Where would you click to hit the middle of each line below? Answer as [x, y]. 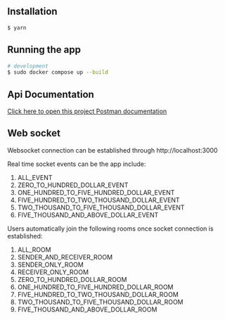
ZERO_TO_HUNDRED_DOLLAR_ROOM [72, 279]
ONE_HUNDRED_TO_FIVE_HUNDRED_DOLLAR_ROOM [95, 287]
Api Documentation [51, 94]
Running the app [44, 50]
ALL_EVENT [35, 177]
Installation [32, 12]
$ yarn [17, 27]
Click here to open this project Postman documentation [87, 111]
